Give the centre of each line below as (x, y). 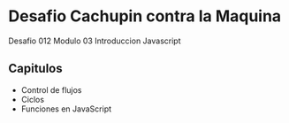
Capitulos (35, 69)
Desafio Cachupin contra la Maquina (145, 16)
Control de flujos (51, 89)
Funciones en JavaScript (66, 109)
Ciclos (33, 99)
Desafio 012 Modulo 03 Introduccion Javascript (95, 41)
